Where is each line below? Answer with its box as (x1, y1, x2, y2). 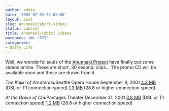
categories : (5, 40, 30, 45)
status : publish (5, 26, 40, 31)
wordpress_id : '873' (5, 36, 49, 41)
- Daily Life (5, 45, 33, 50)
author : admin (5, 7, 36, 13)
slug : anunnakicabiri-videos (5, 21, 67, 27)
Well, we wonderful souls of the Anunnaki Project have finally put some (5, 59, 154, 65)
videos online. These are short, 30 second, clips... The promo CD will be (5, 64, 156, 70)
